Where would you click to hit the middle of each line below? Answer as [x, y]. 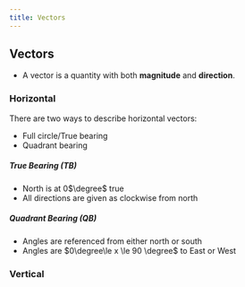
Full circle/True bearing [65, 135]
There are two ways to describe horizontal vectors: [103, 118]
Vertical [27, 274]
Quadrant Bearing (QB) [53, 218]
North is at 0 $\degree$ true [73, 188]
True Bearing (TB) [43, 166]
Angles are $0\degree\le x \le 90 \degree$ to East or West [129, 250]
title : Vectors [38, 17]
